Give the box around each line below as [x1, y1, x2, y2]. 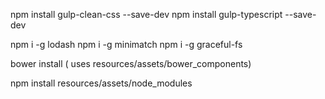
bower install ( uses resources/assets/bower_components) [10, 58, 252, 69]
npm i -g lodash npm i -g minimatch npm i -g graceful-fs [10, 39, 243, 50]
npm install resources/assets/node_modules [10, 77, 193, 89]
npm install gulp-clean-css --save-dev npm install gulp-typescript [10, 9, 283, 20]
